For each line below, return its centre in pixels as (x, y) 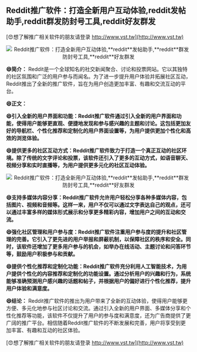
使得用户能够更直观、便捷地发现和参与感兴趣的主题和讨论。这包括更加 (101, 123)
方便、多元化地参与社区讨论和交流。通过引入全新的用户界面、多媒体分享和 (96, 308)
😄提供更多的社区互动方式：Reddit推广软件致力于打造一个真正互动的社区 (94, 150)
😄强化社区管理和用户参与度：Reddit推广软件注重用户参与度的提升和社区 (94, 232)
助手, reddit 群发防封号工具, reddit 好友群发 (81, 21)
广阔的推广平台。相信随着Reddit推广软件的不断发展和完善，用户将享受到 (94, 323)
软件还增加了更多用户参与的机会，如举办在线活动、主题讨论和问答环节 (106, 246)
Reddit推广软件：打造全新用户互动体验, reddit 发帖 (96, 11)
